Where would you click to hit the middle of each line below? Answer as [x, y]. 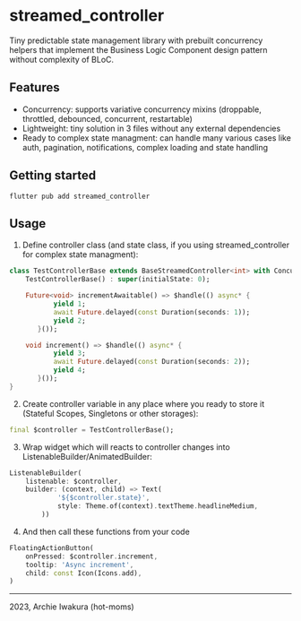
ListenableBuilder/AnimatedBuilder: [87, 456]
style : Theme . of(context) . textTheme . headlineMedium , [157, 506]
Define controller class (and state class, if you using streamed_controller [156, 245]
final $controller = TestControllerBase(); [92, 430]
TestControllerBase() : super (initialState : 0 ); [118, 280]
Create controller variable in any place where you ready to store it [143, 403]
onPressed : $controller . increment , [92, 556]
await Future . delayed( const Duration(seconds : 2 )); [152, 362]
